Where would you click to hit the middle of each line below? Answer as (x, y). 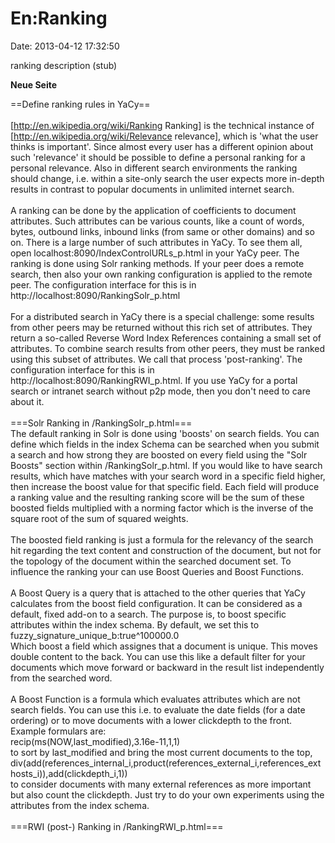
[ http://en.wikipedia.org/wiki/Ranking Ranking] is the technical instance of (162, 125)
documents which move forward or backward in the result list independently (167, 667)
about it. (27, 401)
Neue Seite (34, 84)
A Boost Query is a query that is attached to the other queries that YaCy (158, 593)
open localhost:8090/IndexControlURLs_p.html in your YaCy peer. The (155, 253)
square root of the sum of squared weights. (99, 518)
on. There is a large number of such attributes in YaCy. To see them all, (156, 242)
